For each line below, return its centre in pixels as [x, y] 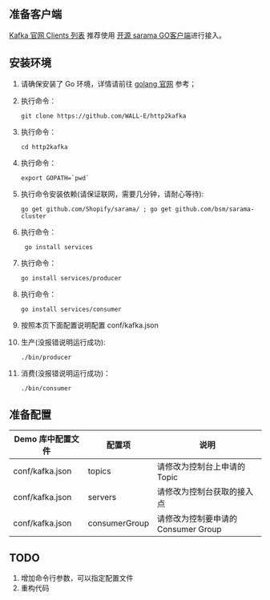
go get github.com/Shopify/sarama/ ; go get [96, 209]
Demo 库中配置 [42, 439]
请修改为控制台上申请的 [201, 467]
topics [99, 471]
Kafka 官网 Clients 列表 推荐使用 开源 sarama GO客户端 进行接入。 [118, 35]
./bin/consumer [46, 388]
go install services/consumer [71, 309]
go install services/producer [71, 278]
